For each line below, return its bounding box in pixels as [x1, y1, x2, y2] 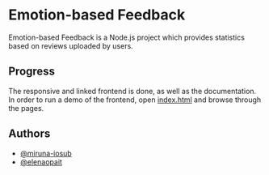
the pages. [8, 103, 44, 113]
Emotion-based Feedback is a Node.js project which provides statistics [8, 32, 245, 42]
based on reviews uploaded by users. [8, 41, 133, 50]
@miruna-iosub [19, 148, 73, 158]
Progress [8, 65, 55, 79]
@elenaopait [19, 156, 63, 167]
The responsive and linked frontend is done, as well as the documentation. [8, 86, 257, 96]
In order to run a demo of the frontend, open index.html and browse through [8, 95, 262, 105]
